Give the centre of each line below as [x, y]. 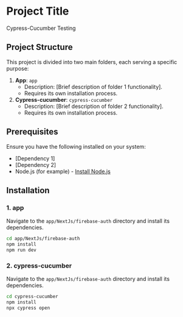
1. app [15, 207]
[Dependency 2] [36, 165]
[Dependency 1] [35, 158]
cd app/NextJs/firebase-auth [43, 239]
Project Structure [40, 47]
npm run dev [21, 250]
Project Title [38, 11]
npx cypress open [28, 308]
